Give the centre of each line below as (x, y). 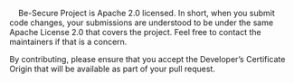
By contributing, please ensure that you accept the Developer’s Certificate (147, 59)
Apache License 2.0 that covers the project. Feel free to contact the (135, 32)
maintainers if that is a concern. (68, 41)
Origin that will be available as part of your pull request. (112, 69)
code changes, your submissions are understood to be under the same (142, 23)
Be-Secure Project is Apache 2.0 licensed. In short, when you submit (146, 13)
